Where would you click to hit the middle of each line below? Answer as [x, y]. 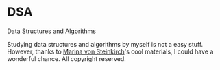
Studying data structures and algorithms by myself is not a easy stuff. [105, 44]
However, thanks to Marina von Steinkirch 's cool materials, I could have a [110, 51]
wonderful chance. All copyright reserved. [67, 58]
